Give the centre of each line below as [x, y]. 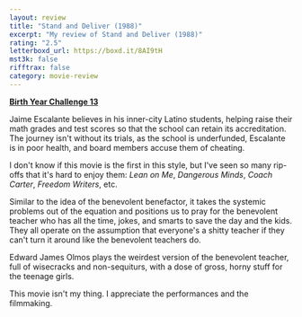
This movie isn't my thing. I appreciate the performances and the [129, 294]
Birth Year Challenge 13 [54, 101]
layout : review [38, 18]
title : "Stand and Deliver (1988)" [76, 26]
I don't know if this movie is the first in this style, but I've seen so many [140, 165]
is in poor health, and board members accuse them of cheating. [127, 147]
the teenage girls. [42, 276]
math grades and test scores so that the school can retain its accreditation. [148, 128]
